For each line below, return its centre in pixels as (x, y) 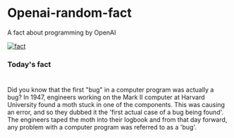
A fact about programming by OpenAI (62, 32)
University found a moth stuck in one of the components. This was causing (116, 105)
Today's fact (29, 64)
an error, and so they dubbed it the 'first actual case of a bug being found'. (116, 112)
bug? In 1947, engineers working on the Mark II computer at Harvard (106, 97)
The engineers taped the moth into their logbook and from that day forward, (117, 120)
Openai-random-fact (70, 13)
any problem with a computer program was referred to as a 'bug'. (102, 127)
